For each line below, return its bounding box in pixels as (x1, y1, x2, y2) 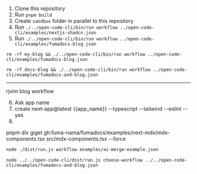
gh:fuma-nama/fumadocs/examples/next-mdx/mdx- (43, 129, 170, 136)
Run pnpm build (14, 11, 52, 18)
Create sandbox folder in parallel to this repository (14, 18, 134, 24)
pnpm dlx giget (6, 129, 43, 136)
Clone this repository (14, 5, 66, 12)
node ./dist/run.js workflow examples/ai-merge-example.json (6, 146, 159, 152)
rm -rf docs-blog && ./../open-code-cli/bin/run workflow (6, 67, 151, 73)
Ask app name (14, 99, 50, 106)
